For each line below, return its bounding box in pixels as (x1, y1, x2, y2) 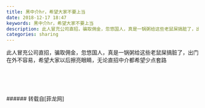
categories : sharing (6, 32, 59, 38)
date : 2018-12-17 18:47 (6, 15, 67, 21)
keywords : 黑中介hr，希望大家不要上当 (6, 20, 94, 26)
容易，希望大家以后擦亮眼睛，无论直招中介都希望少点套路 (22, 56, 167, 64)
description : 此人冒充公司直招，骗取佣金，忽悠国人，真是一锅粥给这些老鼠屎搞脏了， (6, 25, 196, 32)
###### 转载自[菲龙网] (6, 95, 65, 103)
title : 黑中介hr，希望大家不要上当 (6, 8, 86, 15)
